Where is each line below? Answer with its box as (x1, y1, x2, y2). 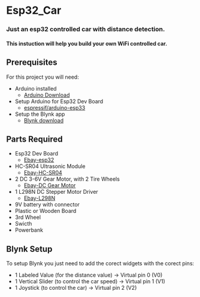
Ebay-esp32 (23, 157, 54, 164)
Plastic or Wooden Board (14, 208, 77, 215)
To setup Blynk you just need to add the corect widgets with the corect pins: (6, 260, 195, 267)
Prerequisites (6, 58, 57, 68)
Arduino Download (23, 91, 70, 98)
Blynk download (23, 116, 64, 124)
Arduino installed (14, 85, 57, 92)
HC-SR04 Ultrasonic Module (14, 163, 86, 170)
